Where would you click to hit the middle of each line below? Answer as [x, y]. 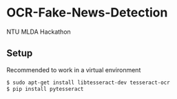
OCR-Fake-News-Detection [87, 13]
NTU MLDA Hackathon [39, 32]
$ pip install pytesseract [45, 89]
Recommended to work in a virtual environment [74, 69]
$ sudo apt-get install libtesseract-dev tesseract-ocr [88, 82]
